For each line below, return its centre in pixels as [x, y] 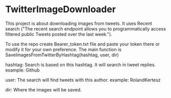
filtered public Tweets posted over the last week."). [59, 34]
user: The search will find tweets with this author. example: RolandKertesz [83, 80]
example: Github [22, 70]
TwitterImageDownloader [61, 9]
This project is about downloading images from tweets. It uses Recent [79, 23]
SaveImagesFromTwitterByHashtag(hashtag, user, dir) [62, 55]
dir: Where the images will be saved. [43, 89]
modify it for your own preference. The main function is [63, 49]
